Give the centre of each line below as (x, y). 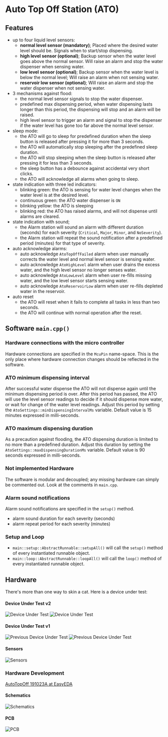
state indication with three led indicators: (54, 184)
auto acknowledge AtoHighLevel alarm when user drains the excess (90, 265)
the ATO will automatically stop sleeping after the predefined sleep (89, 147)
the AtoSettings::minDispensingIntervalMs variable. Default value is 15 (78, 410)
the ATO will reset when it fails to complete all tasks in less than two (90, 302)
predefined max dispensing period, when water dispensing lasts (86, 104)
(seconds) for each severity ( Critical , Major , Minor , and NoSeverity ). (91, 232)
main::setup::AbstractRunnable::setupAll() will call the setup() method (88, 548)
